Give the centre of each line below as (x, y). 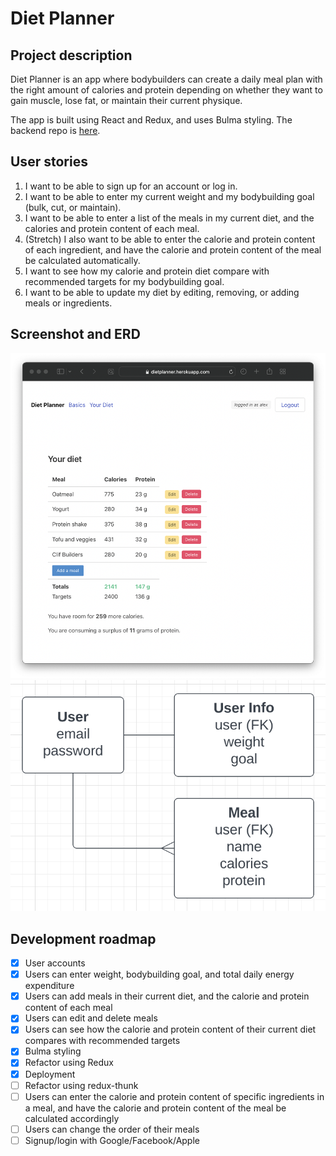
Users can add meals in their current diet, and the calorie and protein (167, 996)
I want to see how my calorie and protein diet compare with (147, 271)
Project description (71, 55)
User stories (49, 162)
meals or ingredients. (68, 303)
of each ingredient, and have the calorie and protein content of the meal (173, 249)
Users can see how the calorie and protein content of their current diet (170, 1029)
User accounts (55, 963)
